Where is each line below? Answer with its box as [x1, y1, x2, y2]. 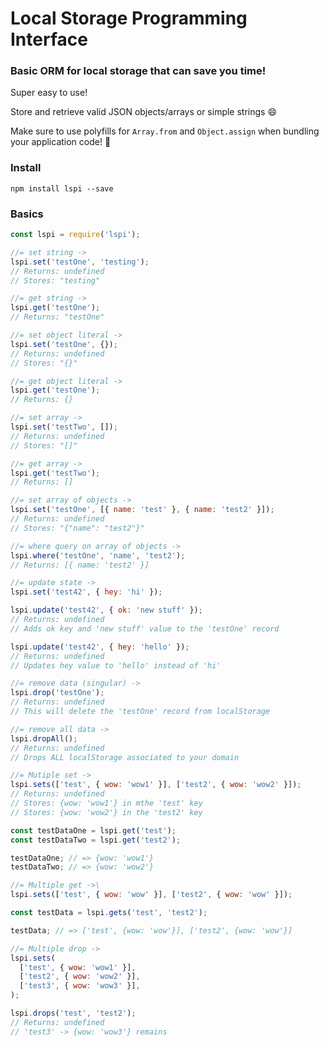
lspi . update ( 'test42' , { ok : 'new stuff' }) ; [10, 605, 203, 616]
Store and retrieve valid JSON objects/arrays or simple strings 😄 [10, 106, 278, 118]
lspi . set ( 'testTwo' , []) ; [10, 422, 118, 432]
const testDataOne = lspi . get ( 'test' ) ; [10, 825, 177, 836]
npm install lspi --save [10, 183, 114, 194]
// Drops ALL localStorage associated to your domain [10, 752, 240, 762]
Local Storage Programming [10, 7, 248, 30]
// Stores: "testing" [10, 275, 101, 286]
